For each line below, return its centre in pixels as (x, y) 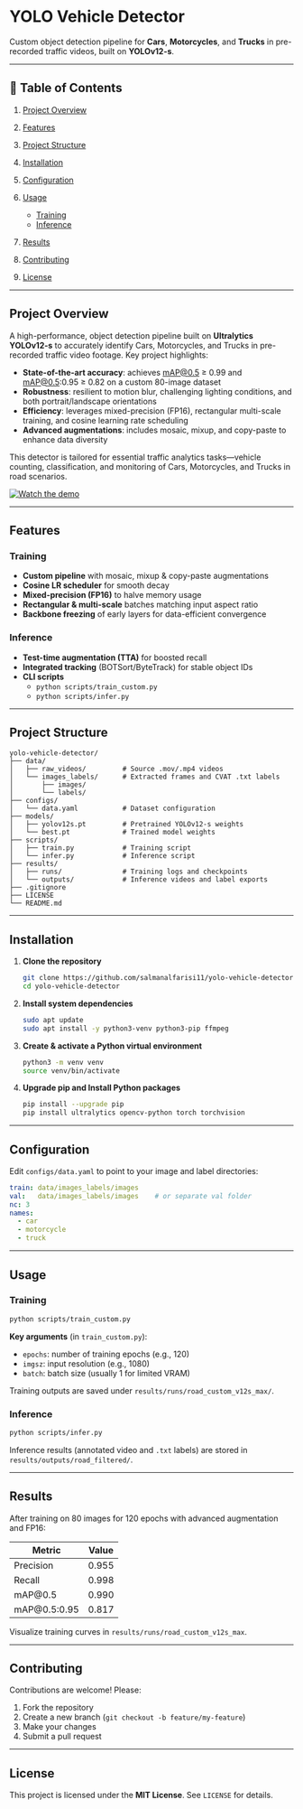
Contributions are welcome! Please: (75, 1690)
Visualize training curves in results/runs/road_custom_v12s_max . (129, 1631)
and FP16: (28, 1527)
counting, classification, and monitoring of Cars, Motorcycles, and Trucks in (150, 466)
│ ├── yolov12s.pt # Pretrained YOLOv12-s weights (127, 825)
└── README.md (36, 904)
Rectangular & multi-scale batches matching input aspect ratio (140, 605)
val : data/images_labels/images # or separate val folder (131, 1196)
